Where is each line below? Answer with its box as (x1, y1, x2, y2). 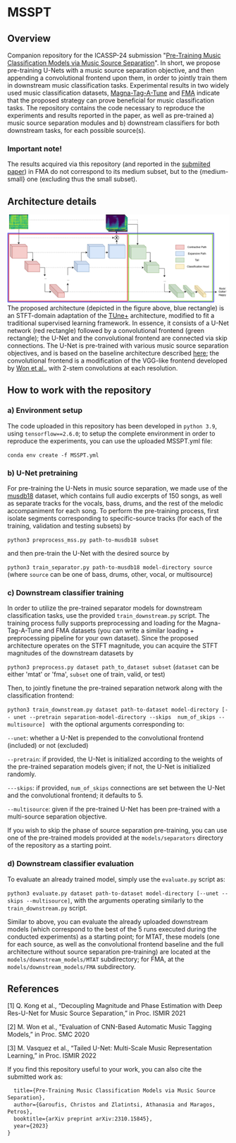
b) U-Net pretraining (7, 468, 78, 478)
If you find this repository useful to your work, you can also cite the (7, 1065, 202, 1074)
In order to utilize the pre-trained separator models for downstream (7, 604, 202, 612)
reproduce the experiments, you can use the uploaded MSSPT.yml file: (7, 436, 213, 445)
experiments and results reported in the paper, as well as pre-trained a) (7, 111, 215, 119)
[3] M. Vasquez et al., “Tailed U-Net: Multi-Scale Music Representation (7, 1044, 213, 1053)
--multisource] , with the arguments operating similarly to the (25, 896, 204, 905)
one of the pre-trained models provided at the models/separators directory (7, 833, 224, 842)
